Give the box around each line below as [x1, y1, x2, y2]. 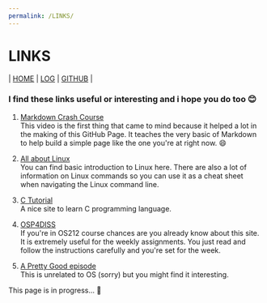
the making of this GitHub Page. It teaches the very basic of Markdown [19, 129, 257, 139]
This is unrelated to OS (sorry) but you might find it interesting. [19, 269, 229, 280]
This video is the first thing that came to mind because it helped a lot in [19, 121, 257, 130]
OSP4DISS [19, 220, 57, 229]
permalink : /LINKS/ [8, 11, 74, 20]
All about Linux [19, 153, 70, 163]
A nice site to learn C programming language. [19, 203, 172, 213]
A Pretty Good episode [19, 261, 97, 271]
